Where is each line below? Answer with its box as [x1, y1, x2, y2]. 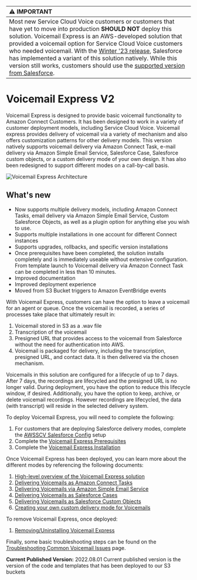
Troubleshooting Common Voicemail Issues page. [6, 544, 126, 551]
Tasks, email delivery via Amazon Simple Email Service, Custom [14, 212, 169, 219]
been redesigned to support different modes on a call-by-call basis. [6, 162, 169, 169]
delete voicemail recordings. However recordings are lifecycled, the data [6, 396, 182, 403]
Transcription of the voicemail [14, 328, 87, 336]
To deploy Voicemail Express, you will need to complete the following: [6, 414, 175, 421]
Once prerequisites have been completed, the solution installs [14, 249, 164, 256]
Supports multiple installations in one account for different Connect [14, 230, 177, 237]
